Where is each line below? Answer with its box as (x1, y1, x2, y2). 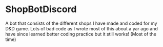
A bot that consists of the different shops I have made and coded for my (5, 20, 157, 26)
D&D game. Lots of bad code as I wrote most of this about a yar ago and (5, 25, 158, 31)
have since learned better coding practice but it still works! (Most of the (5, 31, 156, 37)
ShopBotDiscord (5, 4, 77, 15)
